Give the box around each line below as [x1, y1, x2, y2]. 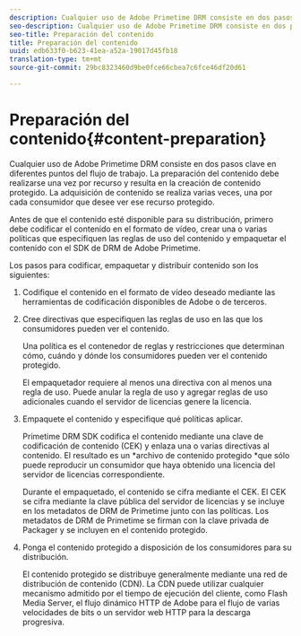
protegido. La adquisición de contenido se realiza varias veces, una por [9, 187, 273, 197]
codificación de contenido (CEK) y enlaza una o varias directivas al [21, 440, 271, 451]
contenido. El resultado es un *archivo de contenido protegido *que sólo [21, 449, 290, 460]
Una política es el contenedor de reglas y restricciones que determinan [21, 340, 285, 351]
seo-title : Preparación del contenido [9, 30, 154, 39]
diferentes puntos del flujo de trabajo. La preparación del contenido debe [9, 168, 279, 179]
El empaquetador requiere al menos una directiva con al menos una [21, 377, 272, 388]
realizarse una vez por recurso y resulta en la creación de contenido [9, 177, 262, 188]
